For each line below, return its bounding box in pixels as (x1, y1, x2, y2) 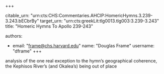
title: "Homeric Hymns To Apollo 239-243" (5, 23, 94, 29)
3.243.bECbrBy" (5, 18, 39, 24)
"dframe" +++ (12, 48, 42, 54)
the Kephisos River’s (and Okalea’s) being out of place (5, 63, 117, 69)
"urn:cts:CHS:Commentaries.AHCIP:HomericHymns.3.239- (30, 13, 153, 18)
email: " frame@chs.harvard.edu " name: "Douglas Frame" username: (12, 43, 155, 48)
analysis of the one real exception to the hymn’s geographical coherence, (5, 58, 157, 63)
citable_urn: (5, 13, 30, 18)
